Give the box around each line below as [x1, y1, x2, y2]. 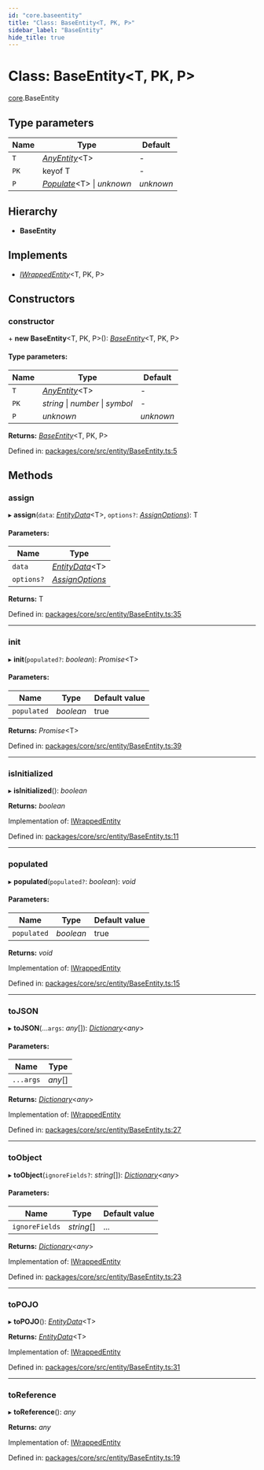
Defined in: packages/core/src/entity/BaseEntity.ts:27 [8, 1126, 181, 1135]
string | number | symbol [42, 398, 134, 409]
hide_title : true [8, 33, 65, 42]
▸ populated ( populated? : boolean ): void [8, 876, 136, 886]
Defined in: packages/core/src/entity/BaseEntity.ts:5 [8, 446, 178, 455]
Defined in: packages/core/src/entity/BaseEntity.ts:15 [8, 978, 181, 988]
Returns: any [8, 1423, 51, 1432]
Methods [8, 469, 53, 482]
